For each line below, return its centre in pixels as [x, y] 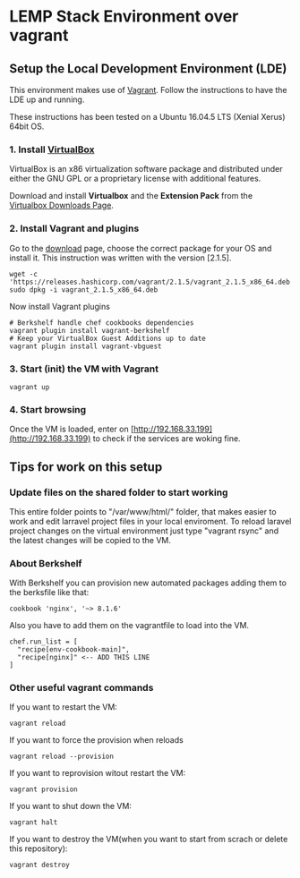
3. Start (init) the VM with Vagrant [84, 369]
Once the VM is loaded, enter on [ [72, 429]
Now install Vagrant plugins [60, 306]
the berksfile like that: [49, 592]
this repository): [39, 848]
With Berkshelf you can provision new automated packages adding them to [148, 583]
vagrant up [30, 387]
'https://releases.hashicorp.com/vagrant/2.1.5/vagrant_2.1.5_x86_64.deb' [152, 282]
